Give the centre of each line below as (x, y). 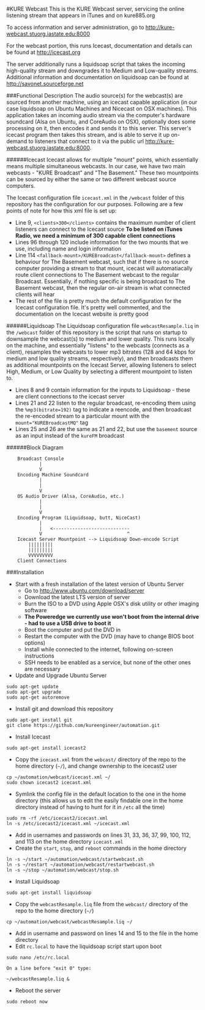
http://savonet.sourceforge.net (45, 84)
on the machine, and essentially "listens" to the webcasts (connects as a (98, 345)
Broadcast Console (41, 459)
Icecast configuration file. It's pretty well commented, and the (93, 307)
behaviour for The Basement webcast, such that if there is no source (102, 262)
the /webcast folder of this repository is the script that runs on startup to (97, 332)
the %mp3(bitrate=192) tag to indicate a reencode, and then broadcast (103, 410)
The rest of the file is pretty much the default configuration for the (98, 301)
